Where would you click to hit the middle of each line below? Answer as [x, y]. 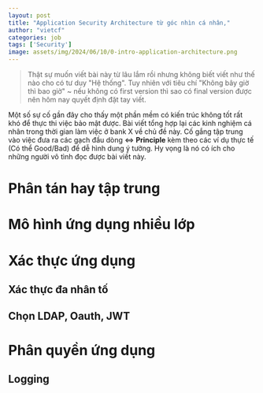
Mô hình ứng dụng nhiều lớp [102, 224]
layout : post [30, 15]
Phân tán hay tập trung [84, 189]
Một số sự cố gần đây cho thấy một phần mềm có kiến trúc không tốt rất [126, 115]
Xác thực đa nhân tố [58, 289]
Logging [29, 379]
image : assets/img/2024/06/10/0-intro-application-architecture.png [123, 52]
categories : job [35, 37]
